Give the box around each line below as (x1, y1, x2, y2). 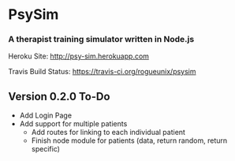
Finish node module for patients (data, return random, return (31, 136, 228, 145)
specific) (31, 144, 61, 154)
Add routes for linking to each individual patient (31, 128, 185, 137)
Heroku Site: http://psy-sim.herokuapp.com (8, 51, 150, 61)
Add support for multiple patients (19, 119, 128, 129)
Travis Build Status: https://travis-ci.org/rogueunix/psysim (8, 67, 196, 77)
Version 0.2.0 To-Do (8, 89, 110, 103)
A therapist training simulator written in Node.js (8, 34, 195, 45)
